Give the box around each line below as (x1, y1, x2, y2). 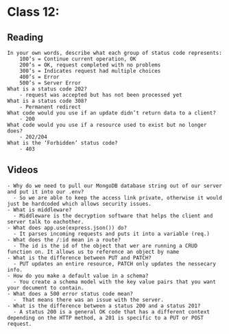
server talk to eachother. (7, 218, 84, 225)
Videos (7, 164, 38, 176)
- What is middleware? (7, 206, 72, 213)
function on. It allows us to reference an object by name (7, 248, 180, 255)
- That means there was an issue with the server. (13, 296, 165, 303)
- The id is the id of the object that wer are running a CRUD (13, 242, 197, 249)
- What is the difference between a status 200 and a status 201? (7, 302, 201, 309)
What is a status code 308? (7, 97, 88, 104)
